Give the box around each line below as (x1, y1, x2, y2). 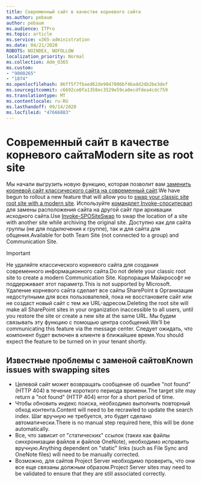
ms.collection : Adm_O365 (6, 59, 69, 65)
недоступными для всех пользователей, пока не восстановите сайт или (6, 293, 192, 300)
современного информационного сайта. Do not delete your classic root (6, 268, 186, 275)
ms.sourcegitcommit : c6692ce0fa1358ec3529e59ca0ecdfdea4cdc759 (6, 87, 168, 93)
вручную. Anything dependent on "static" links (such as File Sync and (14, 445, 188, 452)
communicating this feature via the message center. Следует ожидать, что (6, 325, 193, 332)
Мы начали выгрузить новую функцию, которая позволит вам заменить (6, 181, 191, 188)
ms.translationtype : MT (6, 93, 66, 99)
